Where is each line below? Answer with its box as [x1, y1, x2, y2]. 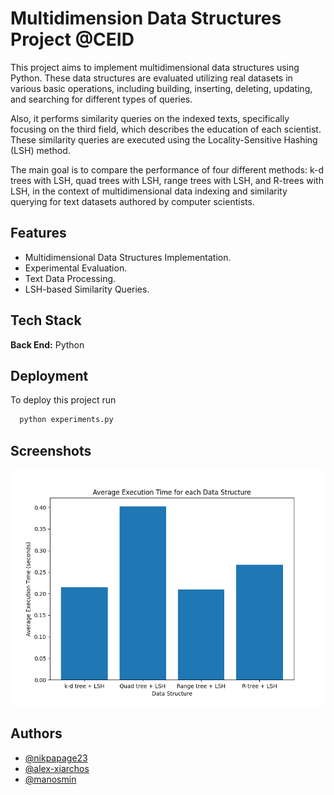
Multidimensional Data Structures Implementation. [24, 251, 232, 263]
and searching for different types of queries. [10, 93, 193, 105]
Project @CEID [10, 28, 135, 51]
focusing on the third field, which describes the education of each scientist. [10, 123, 322, 135]
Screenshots [10, 442, 92, 459]
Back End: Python [10, 338, 85, 351]
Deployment [10, 367, 89, 384]
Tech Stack [10, 312, 82, 329]
